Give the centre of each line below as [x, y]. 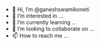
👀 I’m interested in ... [38, 16]
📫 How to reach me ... [40, 36]
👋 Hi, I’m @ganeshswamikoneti [51, 9]
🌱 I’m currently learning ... [44, 22]
